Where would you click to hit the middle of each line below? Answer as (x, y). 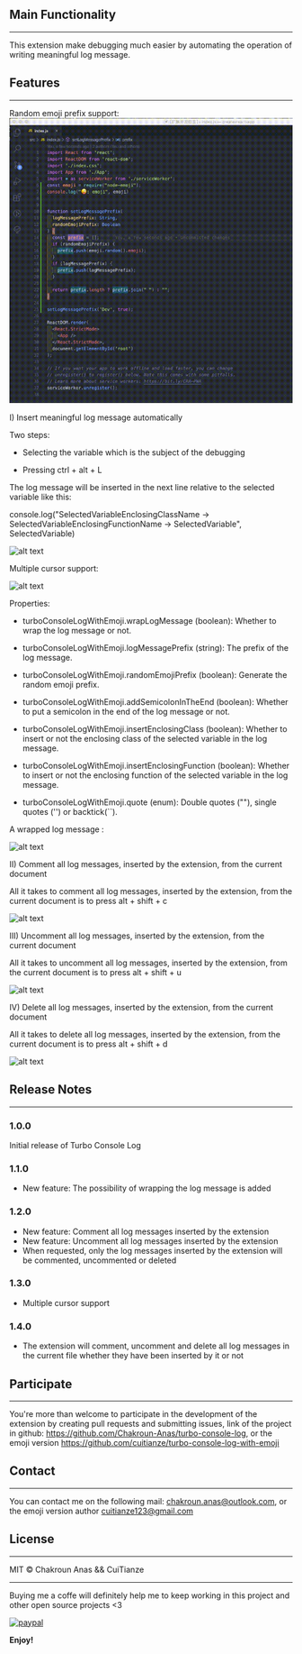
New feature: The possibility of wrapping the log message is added (147, 1188)
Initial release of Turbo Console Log (75, 1145)
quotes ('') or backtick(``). (70, 811)
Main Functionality (63, 15)
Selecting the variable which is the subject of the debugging (133, 452)
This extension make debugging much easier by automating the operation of (151, 45)
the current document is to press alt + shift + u (96, 972)
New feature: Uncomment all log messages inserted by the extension (150, 1241)
